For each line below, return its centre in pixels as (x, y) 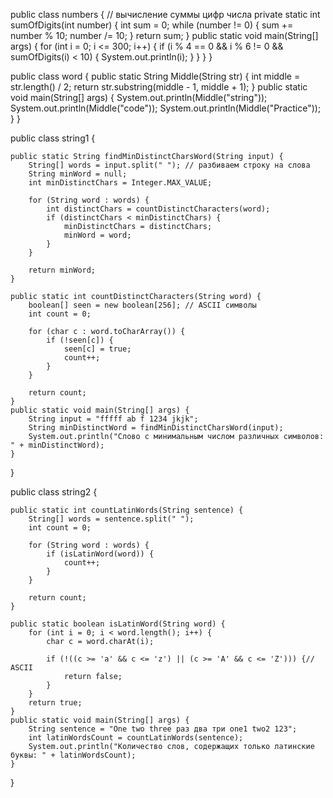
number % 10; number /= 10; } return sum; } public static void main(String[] (164, 35)
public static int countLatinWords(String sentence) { (127, 510)
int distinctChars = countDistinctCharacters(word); (158, 209)
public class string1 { (53, 138)
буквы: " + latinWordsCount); (73, 755)
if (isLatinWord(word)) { (100, 554)
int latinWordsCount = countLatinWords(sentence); (136, 738)
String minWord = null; (78, 174)
